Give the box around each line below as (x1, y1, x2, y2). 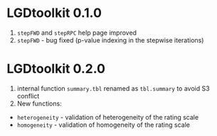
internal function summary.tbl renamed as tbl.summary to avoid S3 (16, 84, 211, 93)
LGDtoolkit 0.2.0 (6, 61, 106, 77)
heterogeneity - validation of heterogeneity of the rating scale (16, 113, 199, 121)
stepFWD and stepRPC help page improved (16, 28, 137, 37)
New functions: (16, 99, 62, 108)
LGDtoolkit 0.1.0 (6, 5, 102, 21)
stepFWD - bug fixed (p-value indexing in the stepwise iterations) (16, 35, 204, 44)
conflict (16, 91, 40, 100)
